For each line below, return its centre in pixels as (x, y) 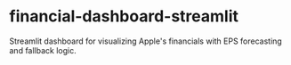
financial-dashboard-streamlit (124, 16)
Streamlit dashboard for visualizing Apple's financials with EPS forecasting (145, 41)
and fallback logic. (43, 50)
